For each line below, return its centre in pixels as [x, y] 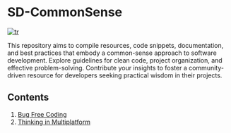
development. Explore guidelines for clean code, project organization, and [115, 60]
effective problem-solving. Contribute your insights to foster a [97, 68]
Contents [28, 97]
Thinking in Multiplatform [54, 122]
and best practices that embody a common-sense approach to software [112, 53]
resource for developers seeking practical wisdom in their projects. [125, 75]
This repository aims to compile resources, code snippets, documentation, [115, 45]
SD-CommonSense [65, 12]
